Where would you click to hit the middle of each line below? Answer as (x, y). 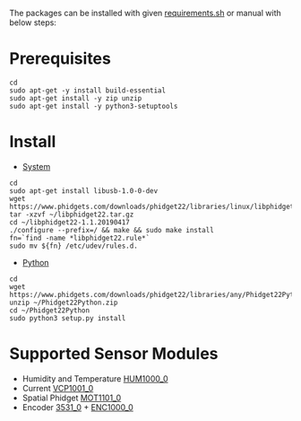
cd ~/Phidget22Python (50, 310)
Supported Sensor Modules (114, 354)
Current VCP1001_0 (58, 388)
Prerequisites (60, 59)
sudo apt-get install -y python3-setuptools (94, 106)
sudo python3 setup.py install (68, 318)
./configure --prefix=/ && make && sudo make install (112, 230)
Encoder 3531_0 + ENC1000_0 (78, 407)
